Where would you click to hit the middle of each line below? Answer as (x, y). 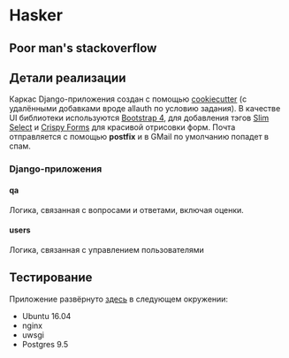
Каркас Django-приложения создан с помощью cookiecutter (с (128, 99)
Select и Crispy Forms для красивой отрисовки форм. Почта (122, 127)
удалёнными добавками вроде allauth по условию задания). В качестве (145, 109)
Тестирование (51, 278)
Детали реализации (68, 77)
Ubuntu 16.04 (46, 316)
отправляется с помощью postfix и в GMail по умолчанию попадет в (139, 137)
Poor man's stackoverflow (83, 48)
